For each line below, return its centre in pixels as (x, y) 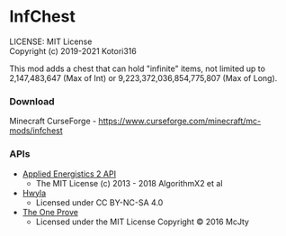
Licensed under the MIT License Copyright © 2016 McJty (143, 222)
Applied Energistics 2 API (69, 174)
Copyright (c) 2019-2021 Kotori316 (73, 50)
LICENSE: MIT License (51, 41)
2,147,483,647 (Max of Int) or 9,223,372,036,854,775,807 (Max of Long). (143, 77)
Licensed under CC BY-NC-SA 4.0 (99, 202)
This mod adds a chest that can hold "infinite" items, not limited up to (137, 68)
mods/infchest (36, 131)
